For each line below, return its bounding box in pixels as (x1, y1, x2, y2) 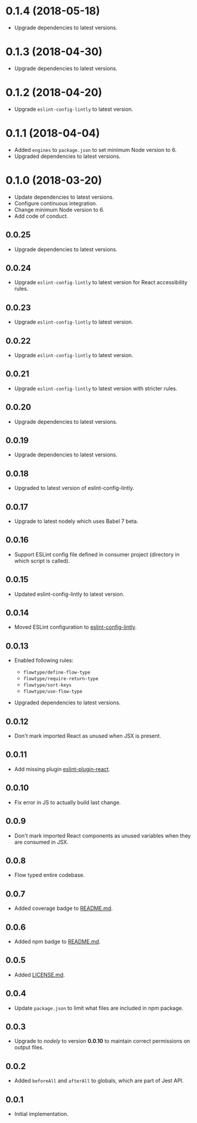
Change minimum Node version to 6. (14, 206, 105, 213)
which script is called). (14, 557, 70, 564)
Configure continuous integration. (14, 199, 98, 207)
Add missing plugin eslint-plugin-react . (14, 765, 110, 772)
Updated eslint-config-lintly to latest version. (14, 591, 125, 598)
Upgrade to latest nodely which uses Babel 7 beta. (14, 518, 138, 525)
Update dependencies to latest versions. (14, 193, 114, 200)
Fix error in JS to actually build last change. (14, 799, 121, 806)
